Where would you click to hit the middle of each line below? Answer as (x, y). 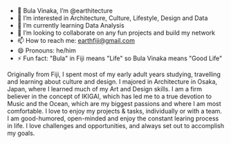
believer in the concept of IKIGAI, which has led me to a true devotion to (110, 96)
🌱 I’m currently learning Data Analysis (71, 25)
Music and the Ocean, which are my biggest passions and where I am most (114, 103)
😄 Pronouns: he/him (46, 51)
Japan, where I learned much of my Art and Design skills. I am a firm (105, 89)
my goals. (21, 133)
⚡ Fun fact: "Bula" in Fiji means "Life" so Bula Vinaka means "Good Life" (120, 58)
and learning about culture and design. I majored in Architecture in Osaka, (112, 82)
